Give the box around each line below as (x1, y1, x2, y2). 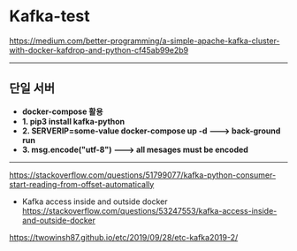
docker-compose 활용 (21, 106, 103, 117)
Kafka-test (9, 6, 90, 27)
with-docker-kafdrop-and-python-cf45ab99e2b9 (9, 44, 189, 55)
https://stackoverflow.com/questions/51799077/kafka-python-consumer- (9, 170, 277, 180)
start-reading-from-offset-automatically (9, 179, 155, 189)
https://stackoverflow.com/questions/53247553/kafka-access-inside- (21, 205, 278, 216)
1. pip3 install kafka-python (21, 116, 126, 126)
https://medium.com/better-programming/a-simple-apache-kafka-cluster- (9, 35, 280, 46)
